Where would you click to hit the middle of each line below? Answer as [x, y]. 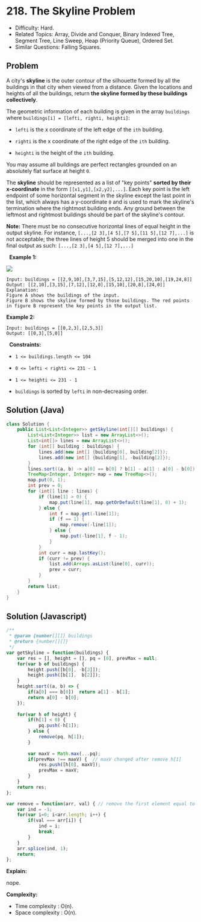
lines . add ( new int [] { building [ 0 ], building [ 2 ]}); [103, 452]
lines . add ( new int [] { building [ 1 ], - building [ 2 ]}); [104, 457]
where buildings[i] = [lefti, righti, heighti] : [68, 118]
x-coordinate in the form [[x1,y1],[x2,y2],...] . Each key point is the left [98, 189]
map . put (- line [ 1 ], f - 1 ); [94, 536]
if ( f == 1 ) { [67, 519]
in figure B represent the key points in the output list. [82, 306]
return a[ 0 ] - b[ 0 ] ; [54, 697]
